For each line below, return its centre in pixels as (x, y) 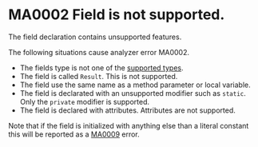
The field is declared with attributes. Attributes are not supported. (127, 110)
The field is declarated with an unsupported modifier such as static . (133, 93)
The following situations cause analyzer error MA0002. (99, 52)
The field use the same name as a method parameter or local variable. (135, 85)
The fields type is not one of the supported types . (101, 68)
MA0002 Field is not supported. (117, 15)
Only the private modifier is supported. (85, 101)
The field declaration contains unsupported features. (95, 37)
